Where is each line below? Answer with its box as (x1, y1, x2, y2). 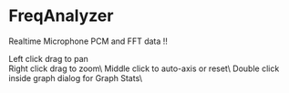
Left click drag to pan (8, 53, 88, 64)
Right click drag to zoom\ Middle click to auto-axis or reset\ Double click (8, 63, 280, 74)
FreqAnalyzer (8, 5, 114, 26)
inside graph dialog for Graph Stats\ (8, 72, 143, 83)
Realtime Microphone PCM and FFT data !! (8, 36, 168, 46)
